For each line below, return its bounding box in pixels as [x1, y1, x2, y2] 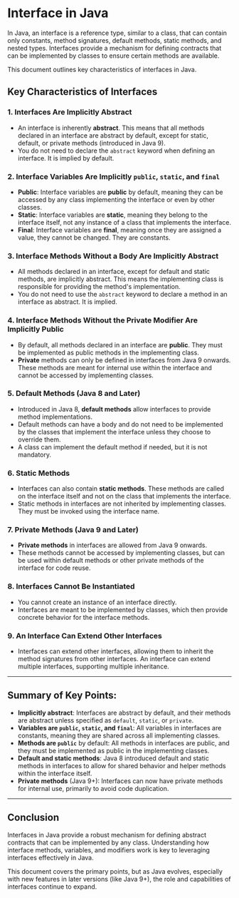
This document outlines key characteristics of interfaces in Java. [7, 65, 197, 73]
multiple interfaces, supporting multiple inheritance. [17, 662, 169, 670]
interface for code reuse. [17, 563, 91, 572]
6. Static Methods [7, 468, 70, 478]
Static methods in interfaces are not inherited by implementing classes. [17, 499, 226, 508]
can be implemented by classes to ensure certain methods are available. [7, 51, 220, 60]
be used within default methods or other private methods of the [17, 556, 204, 565]
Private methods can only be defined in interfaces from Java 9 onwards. [17, 355, 231, 364]
